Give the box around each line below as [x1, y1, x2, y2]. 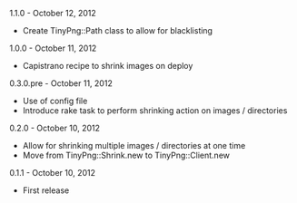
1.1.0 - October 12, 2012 [9, 8, 97, 18]
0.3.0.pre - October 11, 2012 [9, 78, 114, 89]
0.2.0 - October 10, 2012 [9, 122, 101, 133]
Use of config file [22, 95, 88, 106]
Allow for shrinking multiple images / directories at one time [22, 140, 246, 150]
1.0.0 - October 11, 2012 [9, 43, 97, 53]
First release [22, 185, 70, 196]
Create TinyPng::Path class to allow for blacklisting [22, 25, 213, 35]
